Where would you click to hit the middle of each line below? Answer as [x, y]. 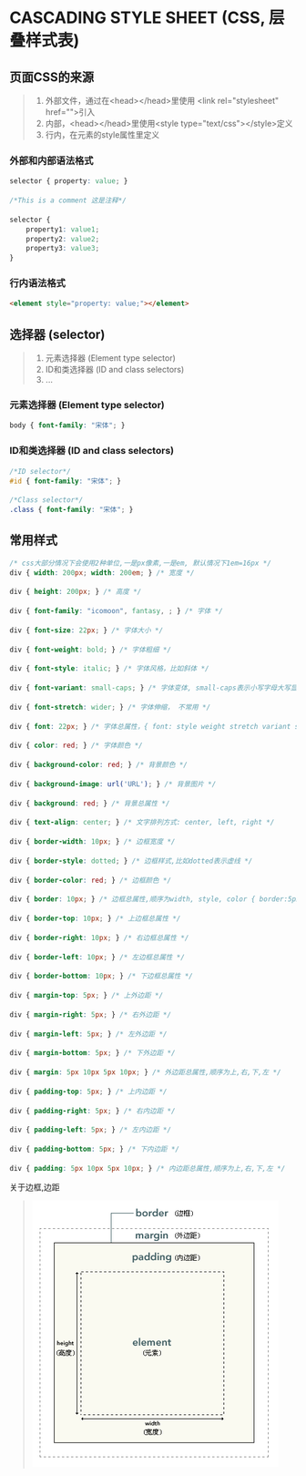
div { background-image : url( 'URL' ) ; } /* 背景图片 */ [113, 784]
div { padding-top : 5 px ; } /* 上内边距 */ [88, 1092]
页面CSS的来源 [52, 77]
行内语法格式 [38, 283]
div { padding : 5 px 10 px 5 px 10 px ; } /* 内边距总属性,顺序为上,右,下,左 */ [148, 1168]
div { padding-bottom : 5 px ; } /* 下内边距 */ [95, 1149]
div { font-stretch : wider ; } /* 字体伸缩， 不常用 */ [110, 707]
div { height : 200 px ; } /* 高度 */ [76, 592]
